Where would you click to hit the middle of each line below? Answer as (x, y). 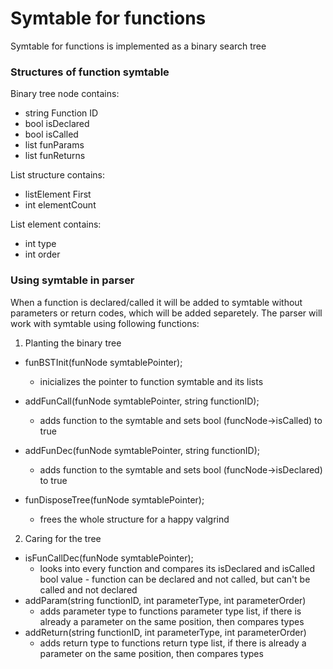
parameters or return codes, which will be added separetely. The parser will (166, 313)
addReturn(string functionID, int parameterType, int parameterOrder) (165, 632)
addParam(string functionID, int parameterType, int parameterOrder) (165, 600)
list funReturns (55, 156)
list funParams (54, 145)
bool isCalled (51, 134)
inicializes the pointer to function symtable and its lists (151, 381)
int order (42, 254)
